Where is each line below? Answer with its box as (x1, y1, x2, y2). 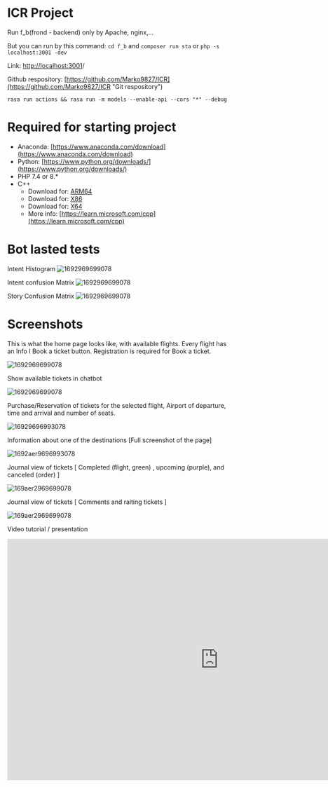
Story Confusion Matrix (7, 292, 75, 300)
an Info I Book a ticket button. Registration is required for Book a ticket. (7, 347, 212, 355)
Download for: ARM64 (27, 187, 93, 196)
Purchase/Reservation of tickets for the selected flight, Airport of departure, (7, 401, 226, 409)
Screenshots (7, 317, 83, 332)
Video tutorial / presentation (7, 524, 88, 533)
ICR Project (7, 5, 74, 21)
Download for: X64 (27, 202, 83, 210)
